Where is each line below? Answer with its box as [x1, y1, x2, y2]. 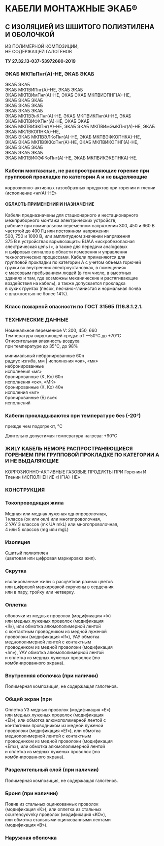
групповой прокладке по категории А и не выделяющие [5, 174, 147, 180]
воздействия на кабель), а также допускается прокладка [5, 280, 126, 286]
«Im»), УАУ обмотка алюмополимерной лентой [5, 649, 104, 655]
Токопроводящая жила [5, 499, 64, 506]
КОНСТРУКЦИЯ [5, 486, 45, 493]
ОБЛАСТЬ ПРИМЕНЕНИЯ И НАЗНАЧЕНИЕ [5, 201, 95, 207]
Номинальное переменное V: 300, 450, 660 [5, 327, 98, 333]
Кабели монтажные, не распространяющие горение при [5, 167, 149, 174]
